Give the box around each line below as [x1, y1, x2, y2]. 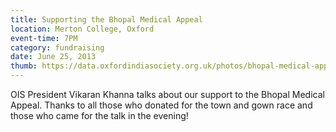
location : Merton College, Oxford [10, 24, 155, 34]
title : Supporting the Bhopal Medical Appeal [10, 14, 203, 25]
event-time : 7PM [10, 33, 78, 43]
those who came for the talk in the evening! [10, 110, 189, 121]
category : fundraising [10, 42, 105, 53]
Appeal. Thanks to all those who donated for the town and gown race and [10, 99, 313, 111]
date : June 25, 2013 [10, 52, 97, 62]
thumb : [10, 61, 38, 71]
